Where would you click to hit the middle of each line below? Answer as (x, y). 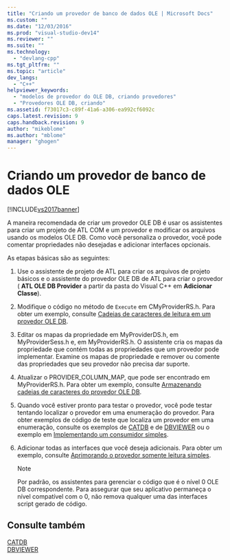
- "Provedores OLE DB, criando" (60, 103)
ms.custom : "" (27, 20)
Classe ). (29, 293)
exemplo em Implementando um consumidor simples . (93, 435)
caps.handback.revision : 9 (46, 122)
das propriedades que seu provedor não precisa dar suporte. (103, 364)
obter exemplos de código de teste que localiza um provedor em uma (115, 420)
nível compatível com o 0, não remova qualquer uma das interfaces (112, 497)
